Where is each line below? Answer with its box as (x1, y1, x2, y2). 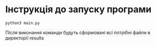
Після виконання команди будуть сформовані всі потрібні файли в (5, 29, 151, 35)
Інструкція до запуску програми (5, 4, 152, 15)
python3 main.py (5, 20, 40, 26)
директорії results (5, 35, 44, 41)
